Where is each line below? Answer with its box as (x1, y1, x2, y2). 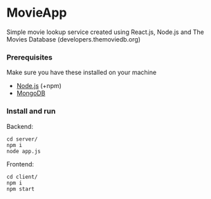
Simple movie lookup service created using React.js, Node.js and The (6, 28, 205, 36)
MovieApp (6, 5, 67, 21)
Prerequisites (6, 52, 53, 62)
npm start (6, 185, 35, 192)
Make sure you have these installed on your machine (6, 68, 157, 77)
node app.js (6, 148, 41, 155)
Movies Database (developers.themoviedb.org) (6, 35, 141, 43)
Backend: (6, 122, 34, 130)
